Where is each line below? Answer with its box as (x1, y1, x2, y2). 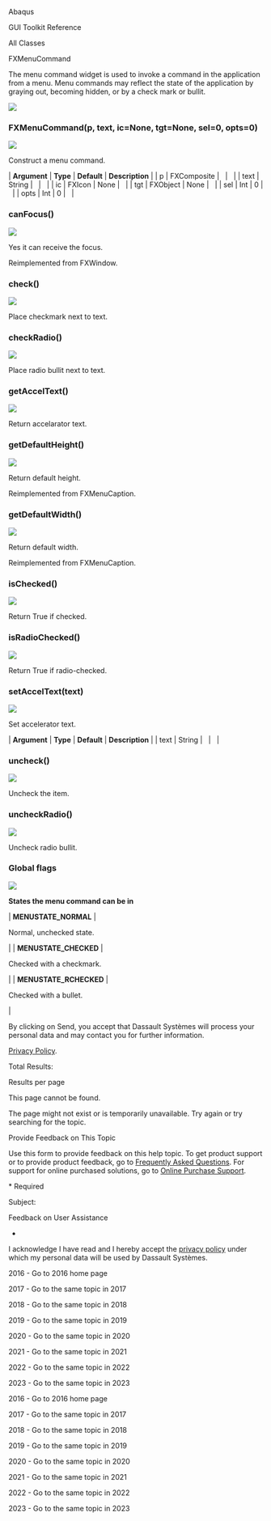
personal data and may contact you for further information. (8, 1030, 205, 1040)
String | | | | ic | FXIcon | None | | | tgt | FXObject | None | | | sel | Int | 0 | (8, 180, 264, 189)
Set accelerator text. (8, 719, 77, 729)
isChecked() (8, 578, 58, 589)
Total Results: (8, 1061, 54, 1071)
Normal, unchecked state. (8, 927, 95, 937)
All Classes (8, 38, 46, 48)
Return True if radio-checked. (8, 665, 108, 675)
